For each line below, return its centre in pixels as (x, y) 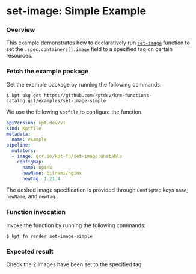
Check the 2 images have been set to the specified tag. (75, 264)
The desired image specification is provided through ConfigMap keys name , (97, 190)
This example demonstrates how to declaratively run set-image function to (98, 43)
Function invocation (36, 212)
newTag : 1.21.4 (41, 178)
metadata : (19, 134)
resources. (20, 56)
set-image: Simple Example (76, 11)
